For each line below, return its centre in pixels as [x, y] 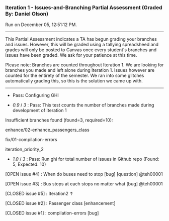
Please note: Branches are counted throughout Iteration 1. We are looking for [84, 65]
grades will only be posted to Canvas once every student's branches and [81, 50]
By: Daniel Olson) [27, 14]
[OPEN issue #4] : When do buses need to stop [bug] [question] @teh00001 [84, 174]
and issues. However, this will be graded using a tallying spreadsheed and [82, 45]
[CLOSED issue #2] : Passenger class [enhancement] [60, 203]
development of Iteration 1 [39, 111]
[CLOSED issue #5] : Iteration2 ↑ [39, 194]
